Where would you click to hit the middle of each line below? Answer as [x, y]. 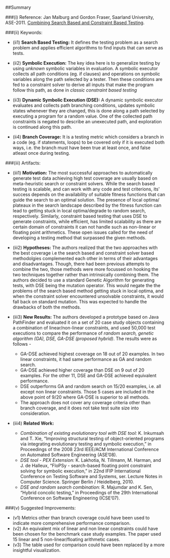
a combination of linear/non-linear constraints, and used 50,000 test [84, 328]
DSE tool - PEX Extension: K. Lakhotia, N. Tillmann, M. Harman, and [91, 460]
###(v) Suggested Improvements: [41, 508]
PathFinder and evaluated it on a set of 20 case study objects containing [88, 322]
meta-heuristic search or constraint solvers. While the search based [84, 184]
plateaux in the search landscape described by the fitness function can [87, 205]
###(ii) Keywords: [24, 32]
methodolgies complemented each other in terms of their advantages [85, 258]
